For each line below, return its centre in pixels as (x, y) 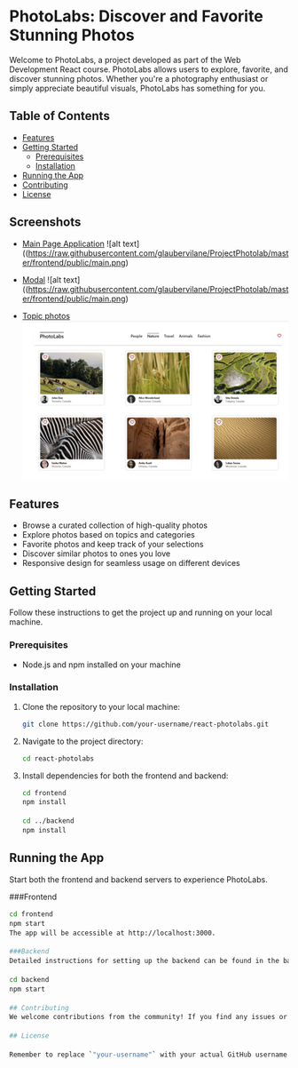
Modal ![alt (42, 279)
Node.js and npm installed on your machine (102, 665)
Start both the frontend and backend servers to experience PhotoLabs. (138, 879)
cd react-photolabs (58, 758)
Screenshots (45, 223)
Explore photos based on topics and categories (108, 535)
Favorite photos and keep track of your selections (113, 545)
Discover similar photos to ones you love (96, 554)
